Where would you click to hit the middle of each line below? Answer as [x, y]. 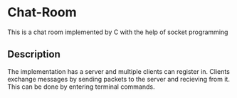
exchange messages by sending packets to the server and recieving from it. [118, 79]
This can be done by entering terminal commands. [81, 87]
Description [34, 54]
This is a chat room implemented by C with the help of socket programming [118, 32]
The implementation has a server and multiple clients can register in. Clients [118, 71]
